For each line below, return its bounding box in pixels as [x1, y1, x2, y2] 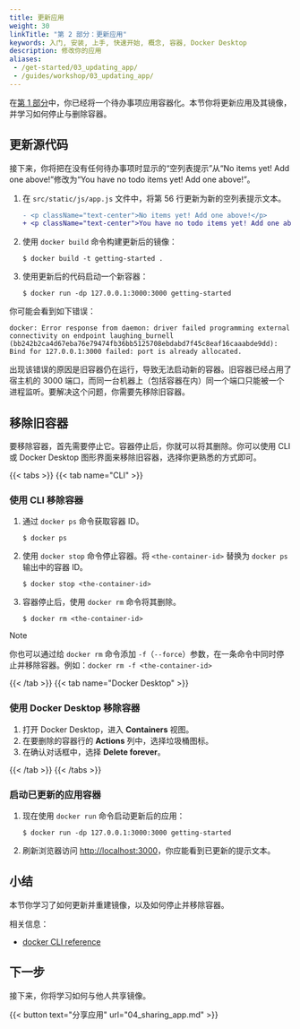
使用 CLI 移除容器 [9, 494, 83, 506]
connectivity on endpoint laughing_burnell [9, 332, 175, 341]
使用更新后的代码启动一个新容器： [21, 271, 149, 282]
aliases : [9, 55, 42, 64]
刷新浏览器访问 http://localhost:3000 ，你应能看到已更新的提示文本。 [21, 845, 276, 856]
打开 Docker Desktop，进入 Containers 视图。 [21, 723, 194, 735]
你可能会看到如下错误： [9, 306, 96, 316]
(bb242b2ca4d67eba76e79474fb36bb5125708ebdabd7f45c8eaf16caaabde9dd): [9, 340, 279, 349]
